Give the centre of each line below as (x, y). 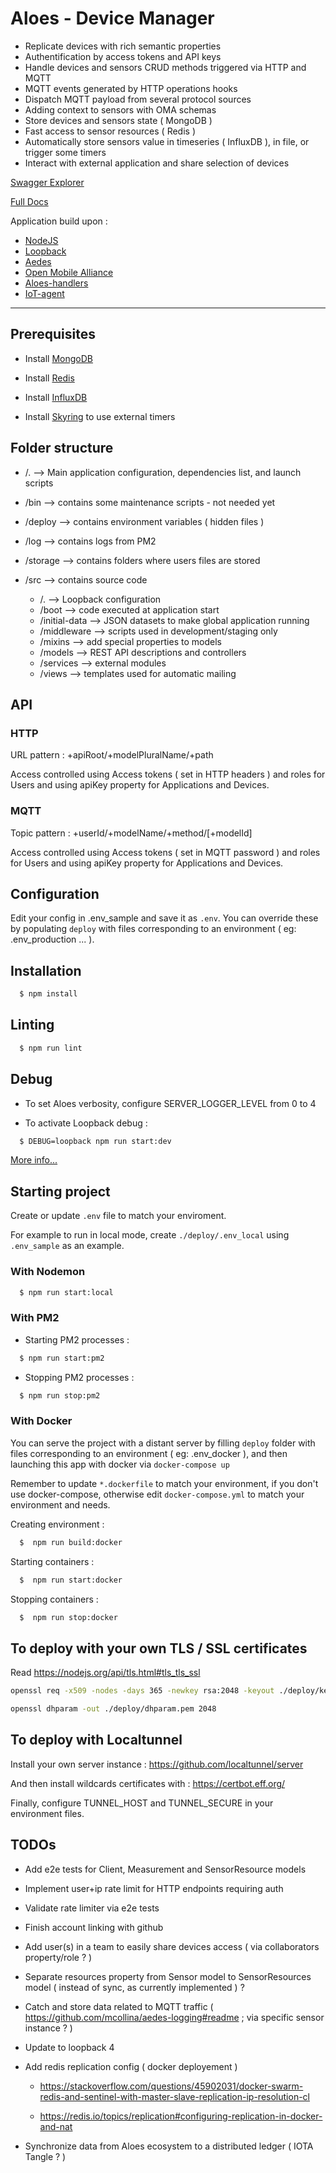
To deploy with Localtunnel (96, 1740)
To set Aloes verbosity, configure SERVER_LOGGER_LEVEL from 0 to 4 (170, 1103)
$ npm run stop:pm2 (60, 1395)
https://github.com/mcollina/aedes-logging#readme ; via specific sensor (174, 2017)
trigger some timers (65, 152)
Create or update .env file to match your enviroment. (118, 1216)
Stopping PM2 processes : (79, 1377)
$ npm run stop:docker (68, 1617)
